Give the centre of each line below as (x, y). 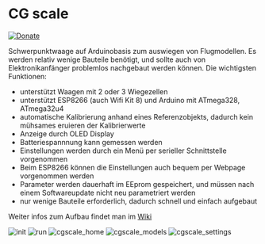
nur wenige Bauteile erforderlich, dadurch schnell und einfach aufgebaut (138, 201)
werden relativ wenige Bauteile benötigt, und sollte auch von (107, 59)
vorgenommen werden (57, 176)
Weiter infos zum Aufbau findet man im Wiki (80, 216)
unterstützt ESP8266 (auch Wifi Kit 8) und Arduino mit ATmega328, (130, 100)
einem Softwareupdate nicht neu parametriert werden (108, 193)
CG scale (38, 14)
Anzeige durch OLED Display (67, 133)
